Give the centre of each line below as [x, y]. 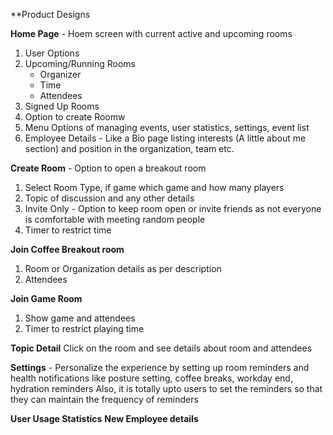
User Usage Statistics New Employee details [104, 418]
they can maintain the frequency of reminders [104, 399]
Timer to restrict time [68, 230]
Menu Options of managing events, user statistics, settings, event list [167, 127]
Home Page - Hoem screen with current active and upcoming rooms [151, 33]
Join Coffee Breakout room [67, 249]
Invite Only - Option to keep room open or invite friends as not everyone [173, 208]
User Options [52, 53]
